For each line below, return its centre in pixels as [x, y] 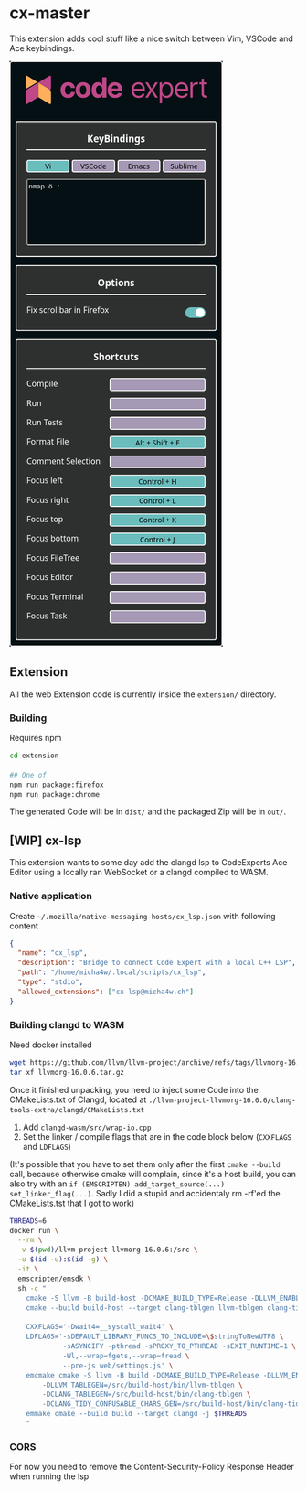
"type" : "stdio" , [51, 982]
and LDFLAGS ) [47, 1146]
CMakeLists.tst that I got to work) [72, 1203]
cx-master [50, 13]
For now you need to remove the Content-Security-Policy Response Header [152, 1467]
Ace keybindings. [42, 48]
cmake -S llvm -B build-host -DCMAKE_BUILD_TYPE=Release [137, 1298]
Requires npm [36, 738]
